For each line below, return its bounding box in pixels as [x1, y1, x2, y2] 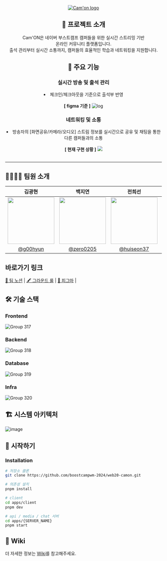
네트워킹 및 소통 [66, 116, 101, 123]
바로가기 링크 [5, 263, 43, 272]
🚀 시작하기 [5, 442, 36, 450]
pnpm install [5, 486, 32, 491]
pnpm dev [5, 504, 23, 510]
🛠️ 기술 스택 [5, 295, 39, 304]
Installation [5, 457, 33, 464]
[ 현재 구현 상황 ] [64, 146, 96, 152]
